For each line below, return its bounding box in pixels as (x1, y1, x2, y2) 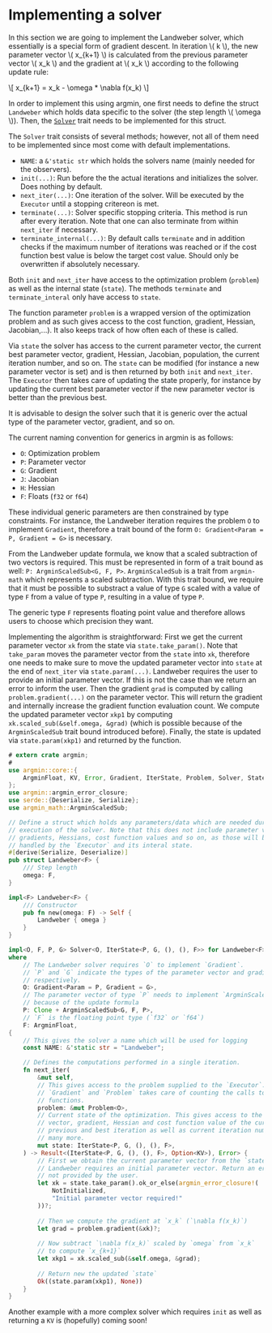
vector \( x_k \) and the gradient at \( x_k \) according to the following (8, 58, 239, 68)
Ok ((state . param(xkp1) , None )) (37, 1277, 143, 1285)
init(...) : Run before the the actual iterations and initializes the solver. (19, 173, 259, 183)
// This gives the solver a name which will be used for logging (23, 1036, 249, 1044)
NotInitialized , (51, 1187, 107, 1195)
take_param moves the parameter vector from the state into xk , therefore (8, 649, 250, 659)
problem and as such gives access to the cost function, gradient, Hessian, (8, 316, 256, 326)
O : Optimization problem (19, 448, 100, 458)
